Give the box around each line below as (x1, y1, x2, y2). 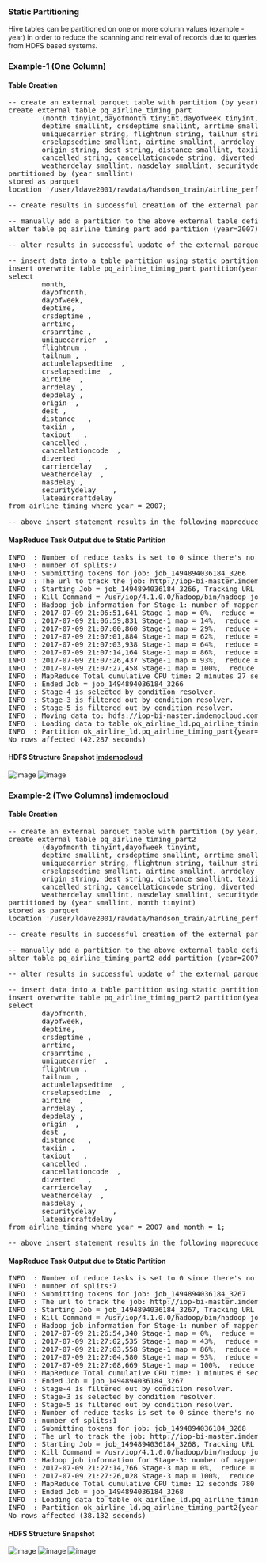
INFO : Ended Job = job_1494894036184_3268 (8, 1487, 184, 1497)
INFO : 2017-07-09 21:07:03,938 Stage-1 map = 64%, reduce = (8, 639, 259, 649)
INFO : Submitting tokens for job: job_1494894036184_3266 (8, 568, 247, 578)
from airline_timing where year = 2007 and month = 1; (8, 1222, 226, 1231)
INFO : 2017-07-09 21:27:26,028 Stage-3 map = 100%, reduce (8, 1471, 255, 1481)
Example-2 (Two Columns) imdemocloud (8, 790, 169, 801)
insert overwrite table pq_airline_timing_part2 (8, 992, 200, 1002)
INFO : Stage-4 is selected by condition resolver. (8, 687, 218, 696)
